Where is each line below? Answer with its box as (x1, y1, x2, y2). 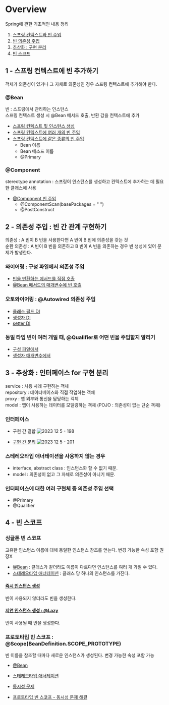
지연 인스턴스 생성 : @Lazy (5, 608, 59, 614)
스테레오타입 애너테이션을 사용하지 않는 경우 (5, 453, 105, 460)
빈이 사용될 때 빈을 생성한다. (5, 619, 61, 626)
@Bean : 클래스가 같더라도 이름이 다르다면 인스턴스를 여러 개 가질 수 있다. (12, 564, 158, 570)
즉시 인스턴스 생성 (5, 583, 40, 589)
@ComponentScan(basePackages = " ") (20, 201, 104, 207)
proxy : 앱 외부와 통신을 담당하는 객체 (5, 395, 79, 401)
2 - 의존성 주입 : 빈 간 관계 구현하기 (5, 222, 107, 231)
